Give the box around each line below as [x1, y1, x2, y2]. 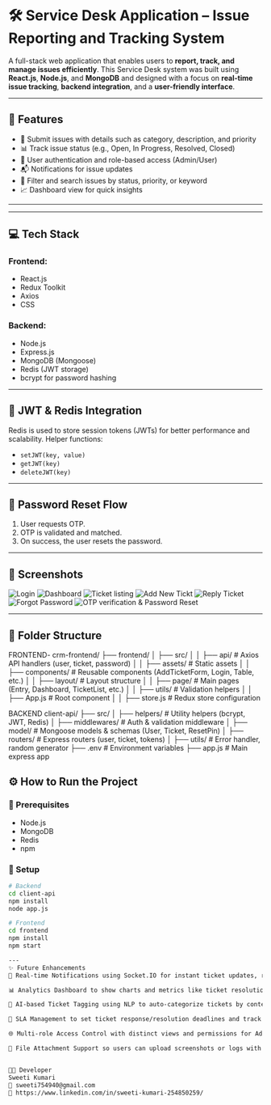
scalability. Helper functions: [8, 434, 103, 443]
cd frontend [8, 927, 48, 935]
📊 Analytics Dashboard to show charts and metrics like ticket [8, 986, 228, 994]
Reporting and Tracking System [8, 29, 225, 48]
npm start [8, 942, 42, 950]
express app [8, 751, 50, 761]
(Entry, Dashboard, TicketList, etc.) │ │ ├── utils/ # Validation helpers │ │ [8, 684, 252, 694]
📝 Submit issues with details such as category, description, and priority [19, 134, 256, 144]
